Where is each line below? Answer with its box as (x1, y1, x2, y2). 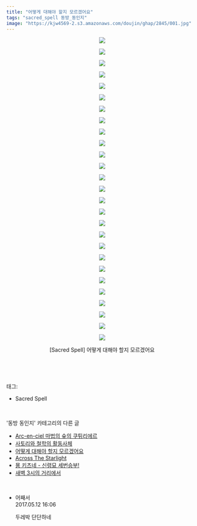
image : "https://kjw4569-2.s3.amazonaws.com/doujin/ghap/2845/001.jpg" (6, 20, 192, 26)
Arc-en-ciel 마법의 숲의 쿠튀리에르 (15, 432, 98, 439)
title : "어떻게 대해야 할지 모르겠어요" (6, 9, 94, 15)
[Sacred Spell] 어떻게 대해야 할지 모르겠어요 (49, 346, 155, 354)
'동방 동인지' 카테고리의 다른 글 (6, 419, 80, 427)
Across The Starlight (15, 455, 67, 462)
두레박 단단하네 (15, 513, 52, 521)
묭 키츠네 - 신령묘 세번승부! (15, 461, 80, 469)
